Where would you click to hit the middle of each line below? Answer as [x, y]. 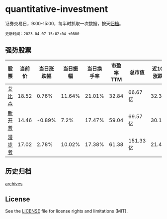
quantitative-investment [57, 9]
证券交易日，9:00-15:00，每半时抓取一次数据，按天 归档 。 [64, 23]
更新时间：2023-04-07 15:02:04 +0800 [42, 34]
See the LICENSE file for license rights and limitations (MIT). [67, 211]
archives [14, 183]
